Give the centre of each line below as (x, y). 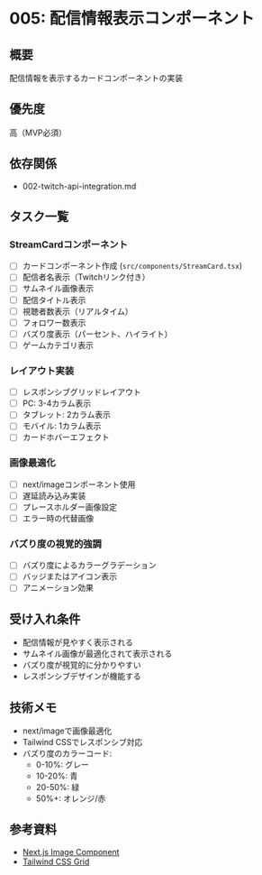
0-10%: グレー (63, 765)
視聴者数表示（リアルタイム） (77, 311)
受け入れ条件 (45, 619)
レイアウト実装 (42, 371)
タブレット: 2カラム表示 (66, 415)
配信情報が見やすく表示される (77, 642)
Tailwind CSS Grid (56, 861)
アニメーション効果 (58, 588)
